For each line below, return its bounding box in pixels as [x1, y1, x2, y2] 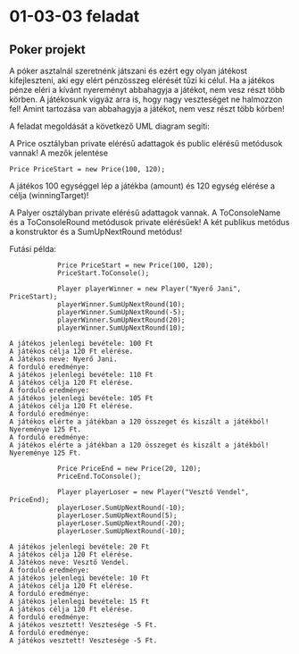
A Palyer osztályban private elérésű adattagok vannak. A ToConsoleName [9, 207, 281, 218]
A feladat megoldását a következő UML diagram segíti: [9, 121, 210, 131]
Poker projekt [9, 42, 87, 57]
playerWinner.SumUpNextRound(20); [56, 315, 186, 324]
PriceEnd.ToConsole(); [56, 472, 142, 481]
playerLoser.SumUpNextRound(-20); [56, 519, 186, 528]
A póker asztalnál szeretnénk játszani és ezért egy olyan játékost [9, 65, 248, 76]
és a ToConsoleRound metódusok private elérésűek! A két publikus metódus [9, 217, 290, 227]
